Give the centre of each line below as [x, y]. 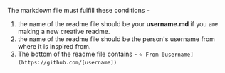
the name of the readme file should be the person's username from [116, 39]
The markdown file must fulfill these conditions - [78, 10]
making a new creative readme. [64, 32]
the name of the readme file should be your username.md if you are [118, 24]
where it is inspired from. [54, 46]
